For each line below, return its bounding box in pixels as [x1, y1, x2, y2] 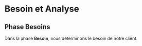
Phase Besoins [4, 23, 51, 31]
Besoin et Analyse [4, 3, 79, 15]
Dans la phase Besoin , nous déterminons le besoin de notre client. [4, 35, 138, 41]
